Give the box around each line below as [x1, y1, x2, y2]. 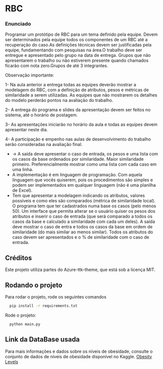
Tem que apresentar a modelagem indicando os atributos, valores [12, 193, 145, 198]
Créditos [5, 253, 32, 262]
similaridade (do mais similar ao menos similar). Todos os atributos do [12, 229, 153, 235]
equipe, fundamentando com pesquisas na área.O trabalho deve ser [5, 47, 142, 53]
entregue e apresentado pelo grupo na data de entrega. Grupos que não [5, 52, 151, 58]
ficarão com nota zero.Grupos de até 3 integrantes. [5, 63, 109, 69]
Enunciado [5, 21, 31, 27]
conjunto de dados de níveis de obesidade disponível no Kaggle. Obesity [5, 353, 152, 359]
